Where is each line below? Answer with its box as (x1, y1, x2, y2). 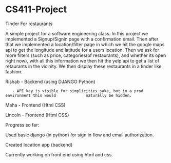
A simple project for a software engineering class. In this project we (5, 30, 148, 36)
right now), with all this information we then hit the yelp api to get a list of (5, 57, 160, 64)
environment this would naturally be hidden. (5, 93, 132, 98)
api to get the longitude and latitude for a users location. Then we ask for (5, 47, 160, 53)
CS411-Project (5, 4, 67, 15)
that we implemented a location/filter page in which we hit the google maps (5, 41, 165, 47)
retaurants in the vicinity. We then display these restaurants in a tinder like (5, 63, 162, 69)
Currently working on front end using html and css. (5, 151, 113, 157)
